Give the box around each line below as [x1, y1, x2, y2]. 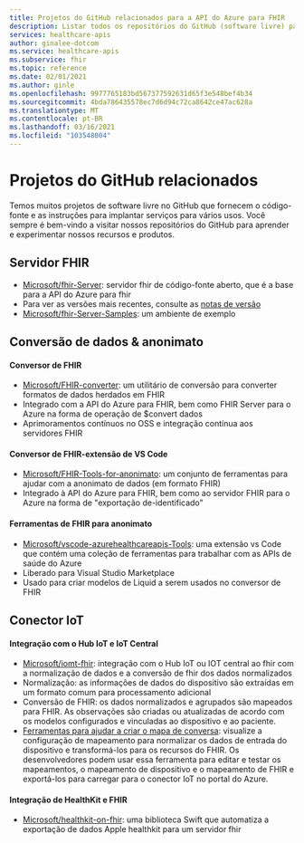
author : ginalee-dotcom [9, 38, 100, 48]
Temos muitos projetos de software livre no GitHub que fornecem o [9, 200, 261, 211]
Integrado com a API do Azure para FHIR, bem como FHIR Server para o [22, 399, 291, 410]
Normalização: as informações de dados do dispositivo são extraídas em [22, 677, 294, 688]
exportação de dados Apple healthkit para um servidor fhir [22, 824, 242, 835]
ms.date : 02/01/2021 [9, 72, 88, 81]
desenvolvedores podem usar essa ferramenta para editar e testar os [22, 754, 282, 765]
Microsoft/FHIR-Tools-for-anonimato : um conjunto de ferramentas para [22, 468, 288, 480]
